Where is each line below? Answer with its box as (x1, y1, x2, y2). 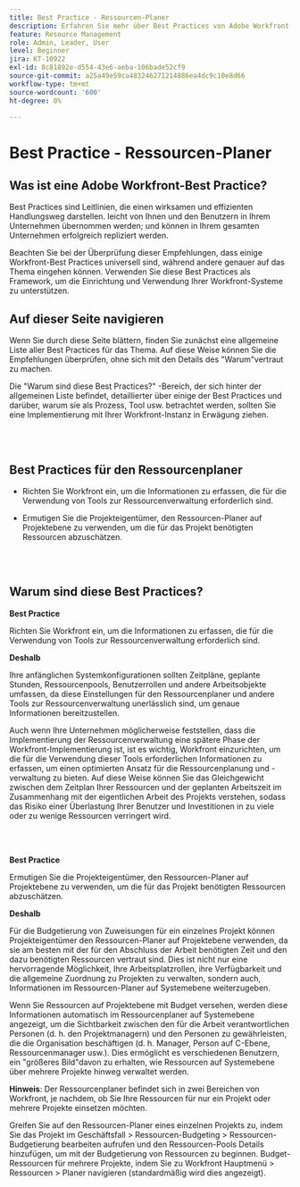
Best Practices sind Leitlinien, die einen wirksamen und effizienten (9, 202, 254, 213)
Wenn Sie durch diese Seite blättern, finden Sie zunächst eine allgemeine (9, 335, 279, 346)
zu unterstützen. (9, 285, 70, 296)
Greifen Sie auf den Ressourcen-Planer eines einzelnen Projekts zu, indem (9, 1119, 283, 1131)
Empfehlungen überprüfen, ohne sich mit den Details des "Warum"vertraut (9, 354, 284, 365)
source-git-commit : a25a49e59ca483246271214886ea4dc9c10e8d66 (9, 72, 246, 80)
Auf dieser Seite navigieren (9, 311, 164, 326)
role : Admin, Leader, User (9, 38, 110, 47)
